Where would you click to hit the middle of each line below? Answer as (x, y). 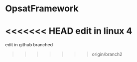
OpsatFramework (42, 9)
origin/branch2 (107, 54)
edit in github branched (29, 45)
